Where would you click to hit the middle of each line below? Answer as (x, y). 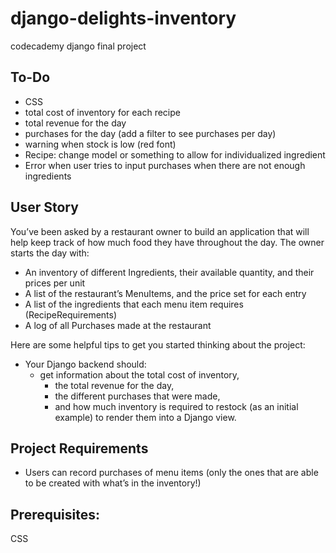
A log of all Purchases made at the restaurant (118, 325)
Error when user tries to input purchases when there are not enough (165, 165)
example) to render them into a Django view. (145, 417)
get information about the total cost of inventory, (139, 374)
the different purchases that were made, (137, 396)
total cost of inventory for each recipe (102, 112)
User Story (44, 207)
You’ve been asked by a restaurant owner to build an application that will (160, 231)
